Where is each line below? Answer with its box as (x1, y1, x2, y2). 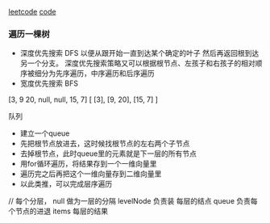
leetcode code (8, 7, 56, 16)
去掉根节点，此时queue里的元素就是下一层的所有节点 (19, 149, 197, 158)
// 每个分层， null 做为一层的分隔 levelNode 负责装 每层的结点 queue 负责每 (8, 196, 258, 206)
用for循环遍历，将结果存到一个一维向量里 (19, 159, 157, 169)
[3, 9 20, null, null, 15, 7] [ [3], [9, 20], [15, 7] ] (8, 95, 159, 104)
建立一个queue (19, 128, 70, 138)
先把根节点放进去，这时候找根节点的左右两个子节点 (19, 139, 190, 149)
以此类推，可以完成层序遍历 (19, 179, 113, 189)
